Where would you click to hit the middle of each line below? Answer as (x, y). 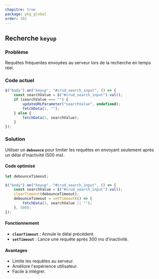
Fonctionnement (22, 223)
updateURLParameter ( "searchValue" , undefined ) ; (71, 104)
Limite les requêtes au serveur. (43, 261)
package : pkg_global (26, 14)
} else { (23, 113)
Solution (15, 139)
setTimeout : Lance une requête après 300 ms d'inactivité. (70, 239)
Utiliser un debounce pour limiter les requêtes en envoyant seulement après (79, 150)
